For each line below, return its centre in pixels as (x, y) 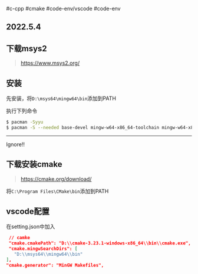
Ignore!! (16, 144)
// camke (19, 238)
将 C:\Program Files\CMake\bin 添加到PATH (57, 191)
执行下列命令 (22, 111)
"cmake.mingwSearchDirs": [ (43, 249)
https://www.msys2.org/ (50, 63)
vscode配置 (28, 211)
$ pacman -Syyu (25, 122)
